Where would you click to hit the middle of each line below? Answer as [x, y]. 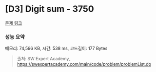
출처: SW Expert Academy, [43, 59]
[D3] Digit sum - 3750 [49, 9]
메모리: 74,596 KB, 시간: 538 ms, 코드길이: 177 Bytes [56, 48]
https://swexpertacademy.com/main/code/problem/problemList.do [84, 64]
